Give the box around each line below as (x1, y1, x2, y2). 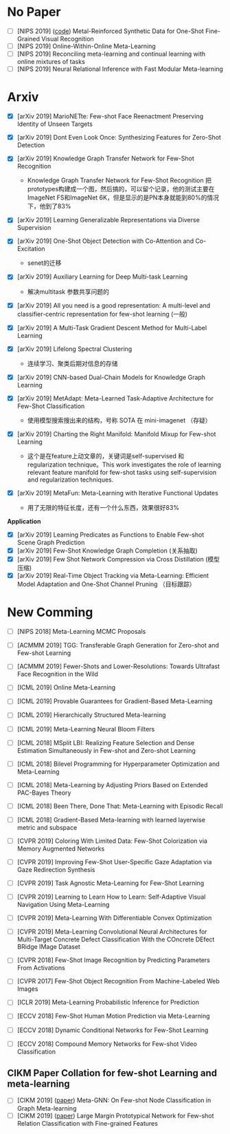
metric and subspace (16, 823, 78, 831)
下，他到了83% (27, 202, 71, 211)
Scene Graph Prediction (16, 538, 85, 546)
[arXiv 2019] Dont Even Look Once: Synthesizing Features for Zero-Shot (16, 133, 222, 142)
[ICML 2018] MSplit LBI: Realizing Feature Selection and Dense (16, 738, 194, 747)
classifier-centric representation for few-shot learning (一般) (16, 310, 187, 318)
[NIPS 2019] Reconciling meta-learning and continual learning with (16, 50, 206, 58)
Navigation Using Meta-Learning (16, 901, 110, 909)
